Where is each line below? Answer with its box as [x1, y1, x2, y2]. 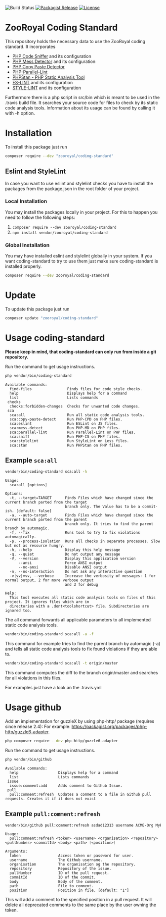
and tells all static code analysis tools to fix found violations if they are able [5, 646, 158, 652]
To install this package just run [5, 144, 68, 150]
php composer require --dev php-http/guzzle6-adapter [5, 738, 119, 744]
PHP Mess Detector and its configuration [12, 58, 96, 64]
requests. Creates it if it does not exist [5, 796, 96, 801]
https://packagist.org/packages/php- [71, 723, 147, 730]
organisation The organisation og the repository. [9, 862, 136, 867]
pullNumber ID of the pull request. [9, 870, 110, 876]
